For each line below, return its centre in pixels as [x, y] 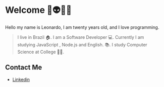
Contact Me [24, 67]
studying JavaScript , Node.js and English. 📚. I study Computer [82, 44]
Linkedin [21, 79]
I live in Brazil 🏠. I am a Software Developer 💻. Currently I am [81, 37]
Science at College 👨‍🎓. [41, 52]
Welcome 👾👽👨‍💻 [38, 10]
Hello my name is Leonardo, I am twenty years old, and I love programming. [82, 27]
